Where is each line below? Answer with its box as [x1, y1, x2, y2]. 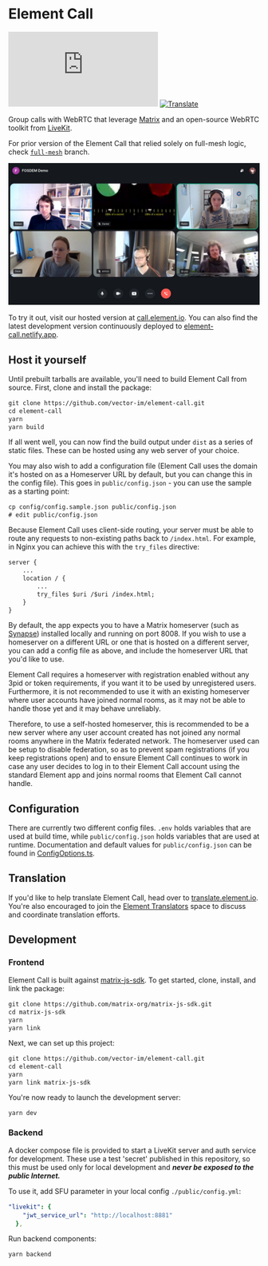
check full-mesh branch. [8, 147, 90, 157]
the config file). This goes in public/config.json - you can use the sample [8, 478, 252, 488]
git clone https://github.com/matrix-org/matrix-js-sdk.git [8, 1000, 213, 1008]
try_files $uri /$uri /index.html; [37, 590, 156, 599]
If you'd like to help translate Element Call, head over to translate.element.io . [8, 892, 259, 903]
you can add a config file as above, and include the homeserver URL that [8, 646, 248, 656]
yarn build [8, 423, 45, 431]
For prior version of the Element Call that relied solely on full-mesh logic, [8, 138, 246, 148]
